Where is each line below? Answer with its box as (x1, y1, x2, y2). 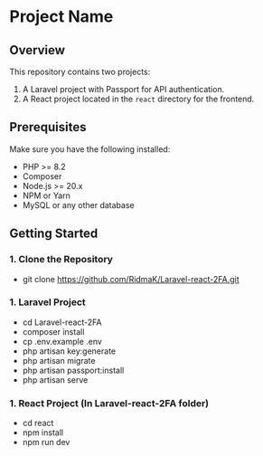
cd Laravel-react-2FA (22, 317, 102, 328)
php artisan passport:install (22, 365, 125, 375)
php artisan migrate (22, 355, 96, 366)
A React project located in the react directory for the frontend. (22, 93, 255, 104)
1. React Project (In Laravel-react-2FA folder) (9, 396, 210, 409)
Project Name (9, 6, 114, 27)
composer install (22, 326, 85, 337)
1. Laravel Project (9, 296, 86, 309)
